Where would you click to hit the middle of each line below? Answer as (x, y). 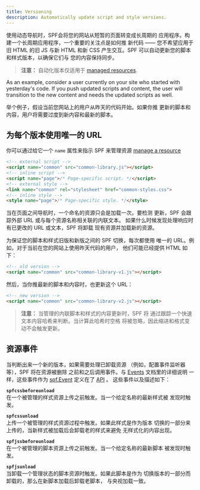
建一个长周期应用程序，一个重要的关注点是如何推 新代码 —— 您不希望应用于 (100, 42)
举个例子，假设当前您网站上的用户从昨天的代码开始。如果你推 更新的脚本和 (99, 107)
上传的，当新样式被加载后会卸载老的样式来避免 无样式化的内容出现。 (90, 430)
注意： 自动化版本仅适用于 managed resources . (79, 70)
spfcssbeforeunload (30, 391)
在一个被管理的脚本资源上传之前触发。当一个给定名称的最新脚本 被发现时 (96, 448)
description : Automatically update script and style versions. (87, 17)
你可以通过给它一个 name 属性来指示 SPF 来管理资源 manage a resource (93, 150)
